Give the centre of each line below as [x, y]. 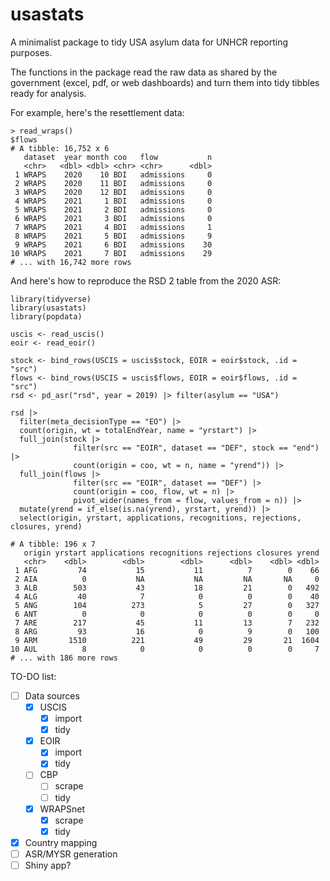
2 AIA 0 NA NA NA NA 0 [167, 579]
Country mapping [61, 842]
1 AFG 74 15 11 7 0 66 [167, 570]
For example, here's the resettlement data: [97, 112]
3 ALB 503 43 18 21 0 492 [167, 588]
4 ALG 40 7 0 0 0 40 [167, 596]
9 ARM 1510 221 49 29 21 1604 [167, 640]
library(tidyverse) [51, 299]
